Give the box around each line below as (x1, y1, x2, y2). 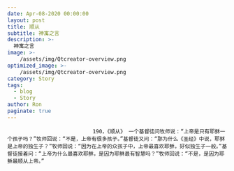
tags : (7, 82, 23, 89)
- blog (13, 88, 33, 95)
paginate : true (7, 107, 52, 114)
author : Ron (7, 101, 42, 108)
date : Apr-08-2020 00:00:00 (7, 10, 89, 17)
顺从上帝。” (17, 158, 45, 165)
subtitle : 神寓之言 (7, 29, 60, 37)
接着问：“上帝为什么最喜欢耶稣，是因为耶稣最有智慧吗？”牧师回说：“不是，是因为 (17, 150, 220, 157)
